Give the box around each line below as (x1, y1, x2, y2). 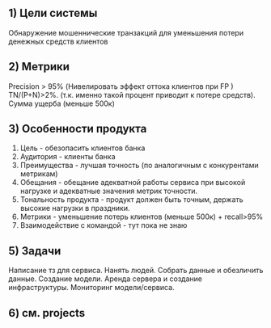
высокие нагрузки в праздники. (19, 204, 130, 213)
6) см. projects (8, 306, 86, 320)
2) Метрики (8, 60, 70, 74)
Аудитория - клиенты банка (19, 152, 116, 162)
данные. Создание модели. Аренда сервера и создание (8, 274, 202, 284)
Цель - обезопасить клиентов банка (19, 143, 146, 153)
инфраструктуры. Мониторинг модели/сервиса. (8, 283, 176, 292)
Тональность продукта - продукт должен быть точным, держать (19, 195, 244, 204)
